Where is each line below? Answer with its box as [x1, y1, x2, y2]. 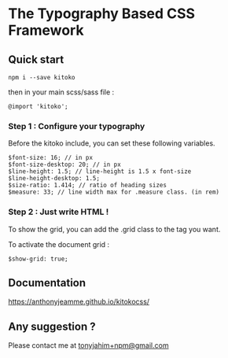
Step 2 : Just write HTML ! [8, 206, 109, 217]
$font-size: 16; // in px [8, 154, 93, 162]
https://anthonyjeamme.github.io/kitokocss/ [8, 297, 150, 307]
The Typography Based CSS [8, 5, 195, 23]
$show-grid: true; [8, 255, 68, 263]
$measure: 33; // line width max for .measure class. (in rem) [8, 188, 220, 197]
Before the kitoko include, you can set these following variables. [8, 138, 215, 148]
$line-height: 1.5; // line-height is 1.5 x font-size [8, 168, 192, 175]
